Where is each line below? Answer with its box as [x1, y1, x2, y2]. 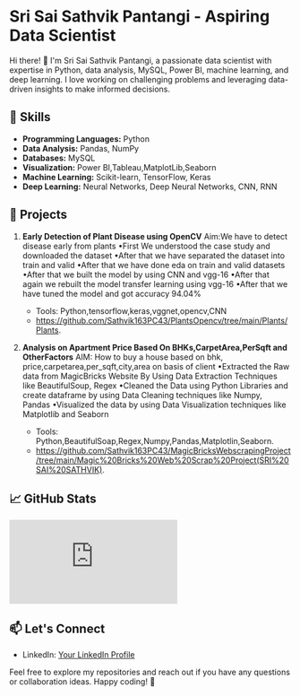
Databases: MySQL [21, 152, 96, 163]
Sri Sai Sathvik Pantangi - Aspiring [9, 6, 270, 27]
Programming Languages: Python [21, 133, 150, 144]
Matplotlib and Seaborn [21, 408, 109, 419]
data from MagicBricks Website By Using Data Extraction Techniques [21, 370, 278, 381]
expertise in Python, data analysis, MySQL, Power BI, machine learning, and [9, 65, 289, 75]
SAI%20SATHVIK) [35, 464, 103, 474]
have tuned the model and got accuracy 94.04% [21, 288, 201, 299]
